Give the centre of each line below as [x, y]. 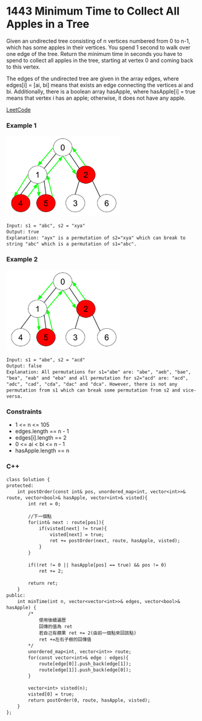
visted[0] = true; [51, 694]
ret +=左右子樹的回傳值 [65, 640]
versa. [15, 396]
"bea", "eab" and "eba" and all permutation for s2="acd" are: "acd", [97, 378]
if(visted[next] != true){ [73, 529]
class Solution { [28, 480]
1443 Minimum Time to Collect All [93, 11]
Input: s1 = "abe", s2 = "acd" [46, 360]
